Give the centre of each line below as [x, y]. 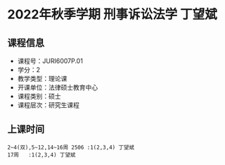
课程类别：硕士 [39, 96]
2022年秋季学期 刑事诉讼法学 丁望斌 [112, 14]
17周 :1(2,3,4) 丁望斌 [41, 155]
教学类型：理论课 [42, 79]
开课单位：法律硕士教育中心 [58, 87]
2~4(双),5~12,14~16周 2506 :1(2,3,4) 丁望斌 [71, 147]
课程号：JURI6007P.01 [50, 61]
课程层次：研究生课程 [48, 105]
